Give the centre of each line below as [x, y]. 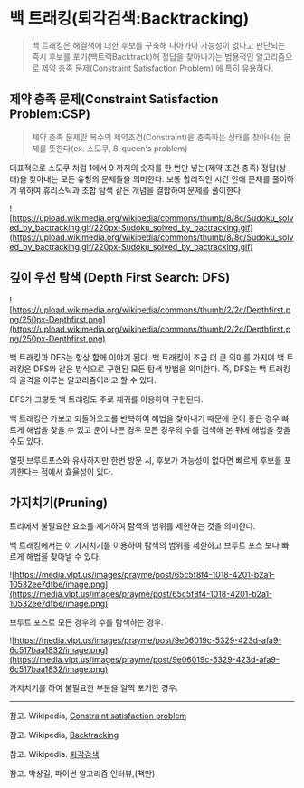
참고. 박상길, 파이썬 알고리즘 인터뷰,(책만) [82, 774]
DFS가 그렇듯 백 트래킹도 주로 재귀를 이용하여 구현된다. [106, 399]
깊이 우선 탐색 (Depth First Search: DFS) [120, 278]
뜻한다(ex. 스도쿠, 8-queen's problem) [118, 148]
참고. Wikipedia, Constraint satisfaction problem [98, 716]
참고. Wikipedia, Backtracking [64, 735]
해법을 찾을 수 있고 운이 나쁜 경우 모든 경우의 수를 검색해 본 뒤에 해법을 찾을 [158, 429]
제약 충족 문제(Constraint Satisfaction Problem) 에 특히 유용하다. [157, 68]
